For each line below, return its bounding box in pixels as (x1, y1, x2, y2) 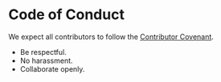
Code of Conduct (8, 6, 125, 24)
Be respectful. (19, 47, 67, 57)
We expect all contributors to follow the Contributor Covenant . (8, 32, 215, 41)
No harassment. (19, 56, 74, 65)
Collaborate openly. (19, 64, 85, 73)
